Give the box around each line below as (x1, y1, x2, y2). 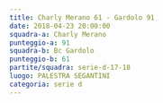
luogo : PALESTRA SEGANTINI (9, 72, 111, 81)
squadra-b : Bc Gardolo (9, 47, 95, 56)
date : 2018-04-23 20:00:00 (9, 21, 111, 30)
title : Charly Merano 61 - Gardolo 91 (9, 13, 155, 22)
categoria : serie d (9, 80, 83, 89)
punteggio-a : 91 (9, 38, 70, 47)
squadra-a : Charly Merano (9, 30, 106, 39)
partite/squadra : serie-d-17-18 (9, 64, 131, 73)
